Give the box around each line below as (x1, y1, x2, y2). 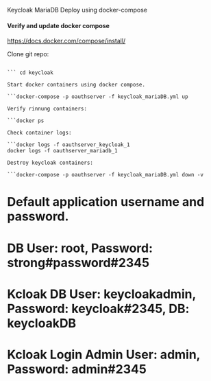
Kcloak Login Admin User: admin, (7, 347, 201, 362)
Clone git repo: (7, 50, 49, 58)
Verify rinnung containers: (7, 106, 88, 113)
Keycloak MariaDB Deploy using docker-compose (7, 6, 147, 14)
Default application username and (7, 194, 205, 210)
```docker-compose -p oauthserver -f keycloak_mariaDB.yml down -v (7, 172, 204, 178)
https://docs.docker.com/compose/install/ (7, 37, 126, 45)
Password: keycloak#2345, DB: (7, 301, 190, 316)
